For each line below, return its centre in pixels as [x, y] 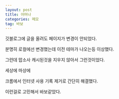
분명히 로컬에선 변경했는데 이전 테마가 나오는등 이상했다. [60, 49]
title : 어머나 [18, 14]
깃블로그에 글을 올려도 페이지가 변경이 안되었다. [51, 38]
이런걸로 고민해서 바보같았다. [33, 92]
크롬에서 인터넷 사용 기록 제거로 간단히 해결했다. [52, 81]
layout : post [19, 10]
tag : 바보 [14, 24]
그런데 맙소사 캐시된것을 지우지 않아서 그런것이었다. [55, 60]
